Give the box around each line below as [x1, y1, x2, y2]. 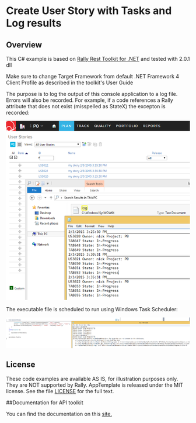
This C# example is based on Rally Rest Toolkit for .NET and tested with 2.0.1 [6, 56, 190, 62]
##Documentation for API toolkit [6, 399, 83, 406]
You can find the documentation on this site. [6, 410, 113, 417]
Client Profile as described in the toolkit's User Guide [6, 79, 134, 86]
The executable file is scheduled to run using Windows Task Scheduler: [6, 306, 178, 313]
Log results [6, 16, 62, 30]
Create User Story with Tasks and [6, 4, 172, 18]
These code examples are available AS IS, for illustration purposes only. [6, 375, 178, 382]
